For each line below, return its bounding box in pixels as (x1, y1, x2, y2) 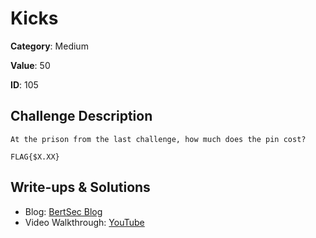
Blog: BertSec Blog (24, 205, 103, 217)
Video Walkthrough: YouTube (24, 216, 145, 228)
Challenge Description (10, 108, 153, 125)
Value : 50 (10, 59, 51, 71)
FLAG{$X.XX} (10, 152, 60, 162)
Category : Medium (10, 40, 89, 52)
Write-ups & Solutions (10, 179, 151, 196)
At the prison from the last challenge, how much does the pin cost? (10, 134, 307, 144)
